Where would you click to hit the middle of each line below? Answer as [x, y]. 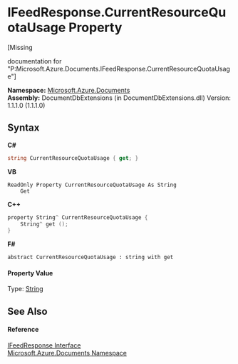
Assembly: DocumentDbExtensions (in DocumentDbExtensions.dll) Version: [119, 98]
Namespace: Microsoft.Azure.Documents [69, 90]
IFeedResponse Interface [44, 345]
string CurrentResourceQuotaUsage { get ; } [73, 158]
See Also [27, 311]
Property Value [30, 273]
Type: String [25, 289]
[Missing [20, 47]
